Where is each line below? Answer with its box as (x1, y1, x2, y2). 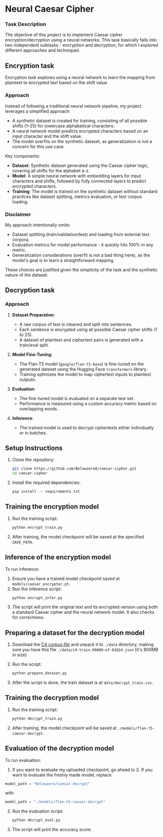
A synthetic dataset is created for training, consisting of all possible (12, 118, 147, 123)
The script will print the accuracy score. (12, 827, 92, 833)
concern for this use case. (12, 143, 65, 149)
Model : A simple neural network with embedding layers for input (12, 173, 142, 179)
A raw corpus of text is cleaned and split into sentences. (19, 321, 132, 327)
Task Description (5, 21, 46, 28)
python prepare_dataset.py (12, 671, 67, 676)
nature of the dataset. (5, 272, 49, 278)
